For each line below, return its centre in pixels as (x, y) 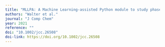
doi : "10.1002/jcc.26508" (31, 32)
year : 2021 (16, 23)
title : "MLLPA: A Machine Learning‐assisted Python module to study (77, 10)
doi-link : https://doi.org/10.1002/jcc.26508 (52, 37)
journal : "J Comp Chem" (29, 19)
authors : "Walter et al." (31, 14)
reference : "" (20, 28)
